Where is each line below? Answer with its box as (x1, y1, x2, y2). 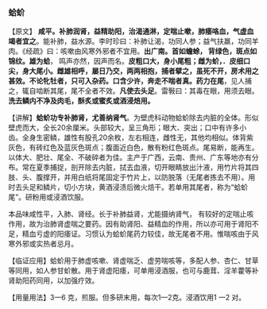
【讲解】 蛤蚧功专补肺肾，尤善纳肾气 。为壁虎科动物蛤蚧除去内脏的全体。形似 (8, 113, 259, 122)
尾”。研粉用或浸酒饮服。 (8, 192, 89, 202)
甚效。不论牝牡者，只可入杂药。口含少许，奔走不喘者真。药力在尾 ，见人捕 (8, 76, 252, 86)
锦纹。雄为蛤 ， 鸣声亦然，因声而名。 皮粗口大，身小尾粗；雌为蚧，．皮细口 (8, 56, 250, 66)
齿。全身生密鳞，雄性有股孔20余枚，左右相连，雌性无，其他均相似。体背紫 (8, 133, 254, 142)
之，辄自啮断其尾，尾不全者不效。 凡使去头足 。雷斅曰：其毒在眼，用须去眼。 (8, 86, 259, 96)
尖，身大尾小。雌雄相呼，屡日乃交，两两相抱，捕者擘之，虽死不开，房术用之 (8, 66, 259, 76)
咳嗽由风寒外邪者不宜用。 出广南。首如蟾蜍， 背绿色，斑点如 (60, 46, 257, 56)
